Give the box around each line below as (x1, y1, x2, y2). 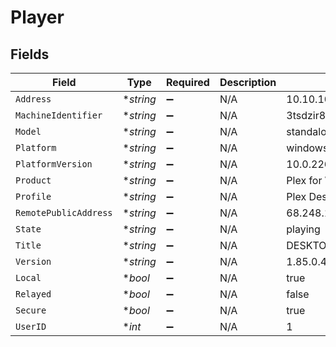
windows (286, 141, 329, 155)
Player (10, 6, 65, 29)
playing (286, 222, 321, 236)
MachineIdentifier (15, 110, 103, 121)
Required (165, 76, 210, 89)
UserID (15, 321, 47, 332)
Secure (15, 305, 47, 316)
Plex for (286, 174, 323, 187)
